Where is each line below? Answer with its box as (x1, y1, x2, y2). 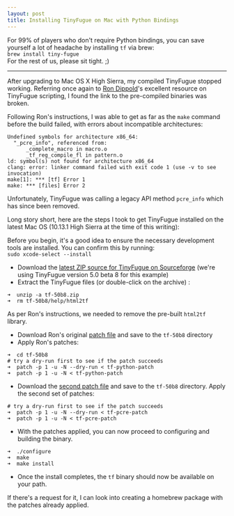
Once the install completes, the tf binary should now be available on (17, 472, 214, 480)
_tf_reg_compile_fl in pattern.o (25, 151, 123, 159)
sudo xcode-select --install (7, 251, 92, 258)
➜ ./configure (7, 448, 52, 455)
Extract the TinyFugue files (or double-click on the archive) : (17, 278, 190, 286)
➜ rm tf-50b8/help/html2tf (7, 297, 89, 304)
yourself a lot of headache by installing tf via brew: (7, 43, 155, 52)
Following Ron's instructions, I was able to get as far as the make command (7, 112, 221, 120)
